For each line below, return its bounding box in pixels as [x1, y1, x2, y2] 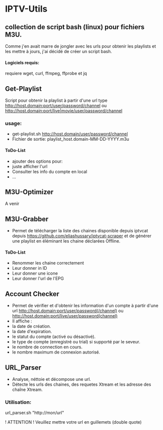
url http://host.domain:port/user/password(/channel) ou [12, 308, 124, 314]
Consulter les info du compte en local [12, 168, 88, 174]
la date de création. [12, 323, 51, 329]
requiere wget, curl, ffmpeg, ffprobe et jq [5, 71, 87, 76]
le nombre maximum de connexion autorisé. [12, 349, 101, 355]
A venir [5, 201, 19, 206]
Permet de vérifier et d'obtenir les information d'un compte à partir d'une [12, 303, 159, 309]
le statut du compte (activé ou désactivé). [12, 334, 96, 339]
